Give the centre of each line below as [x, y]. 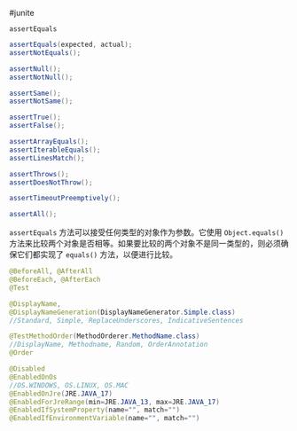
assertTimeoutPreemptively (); [65, 199]
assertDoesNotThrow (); [51, 182]
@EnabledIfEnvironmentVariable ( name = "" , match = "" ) [105, 419]
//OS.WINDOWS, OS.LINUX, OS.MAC [69, 385]
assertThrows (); [39, 174]
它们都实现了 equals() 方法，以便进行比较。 [97, 255]
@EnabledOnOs [33, 377]
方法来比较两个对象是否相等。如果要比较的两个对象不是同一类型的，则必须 [145, 244]
